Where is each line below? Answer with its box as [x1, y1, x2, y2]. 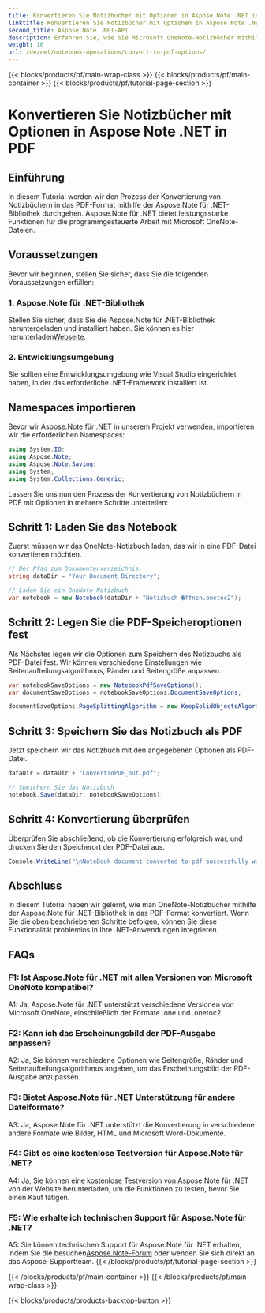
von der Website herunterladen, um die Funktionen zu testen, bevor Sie [8, 1184, 240, 1193]
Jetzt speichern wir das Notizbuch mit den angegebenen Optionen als [8, 745, 237, 755]
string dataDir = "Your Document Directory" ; [8, 572, 160, 580]
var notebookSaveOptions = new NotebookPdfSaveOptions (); [8, 681, 203, 689]
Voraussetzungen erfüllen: [8, 277, 95, 287]
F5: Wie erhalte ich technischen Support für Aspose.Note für [8, 1212, 247, 1223]
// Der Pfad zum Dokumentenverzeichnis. [8, 565, 144, 573]
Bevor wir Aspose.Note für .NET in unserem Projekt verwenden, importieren [8, 422, 255, 431]
